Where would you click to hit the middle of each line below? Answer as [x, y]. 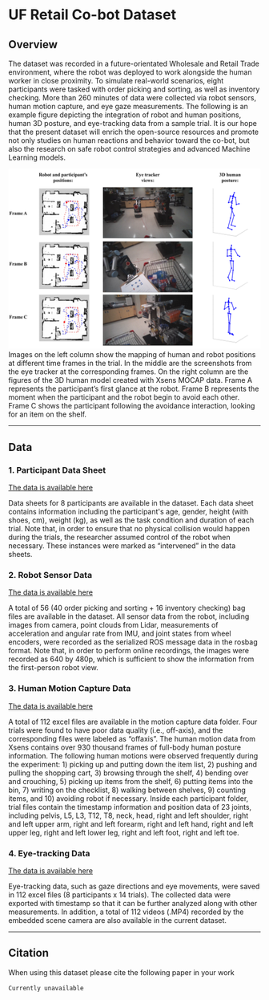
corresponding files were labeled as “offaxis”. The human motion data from [132, 738]
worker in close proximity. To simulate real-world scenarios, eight [116, 81]
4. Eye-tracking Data [49, 853]
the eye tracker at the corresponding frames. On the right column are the [128, 372]
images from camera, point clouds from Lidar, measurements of [113, 625]
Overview [33, 45]
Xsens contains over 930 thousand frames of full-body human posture [125, 747]
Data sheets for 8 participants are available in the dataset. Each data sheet [131, 502]
